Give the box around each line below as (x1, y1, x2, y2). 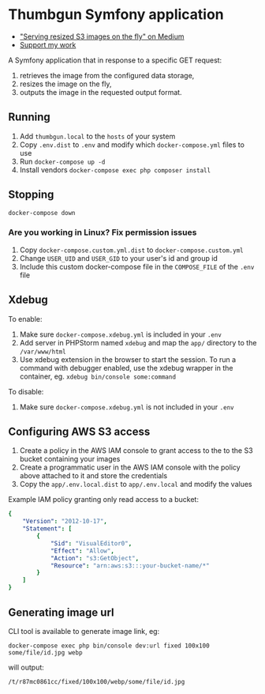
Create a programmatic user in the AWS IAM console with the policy (19, 462, 241, 472)
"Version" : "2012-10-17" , (22, 518, 108, 526)
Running (8, 111, 51, 124)
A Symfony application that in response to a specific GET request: (8, 55, 222, 65)
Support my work (19, 40, 77, 49)
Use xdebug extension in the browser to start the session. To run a (19, 354, 237, 364)
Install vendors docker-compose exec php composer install (19, 164, 211, 175)
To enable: (8, 314, 43, 323)
